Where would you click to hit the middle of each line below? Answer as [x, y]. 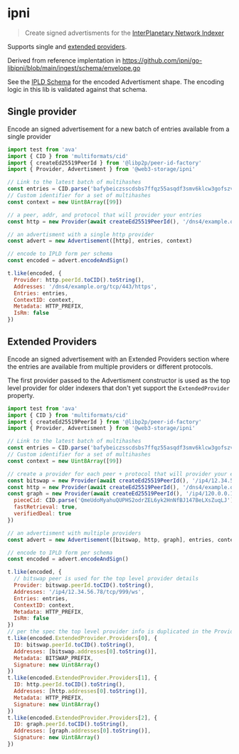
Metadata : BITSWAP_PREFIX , [54, 658]
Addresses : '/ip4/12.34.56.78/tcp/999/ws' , [79, 592]
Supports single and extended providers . [67, 46]
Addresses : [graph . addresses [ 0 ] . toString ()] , [83, 731]
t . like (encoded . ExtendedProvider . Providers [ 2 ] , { [83, 718]
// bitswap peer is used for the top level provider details [106, 579]
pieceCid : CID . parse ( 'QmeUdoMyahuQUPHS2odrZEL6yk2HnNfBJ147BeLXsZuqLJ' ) [124, 501]
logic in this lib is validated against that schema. [77, 89]
